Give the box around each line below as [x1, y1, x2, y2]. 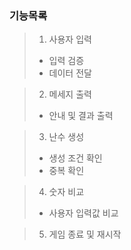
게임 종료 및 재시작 [48, 228, 122, 241]
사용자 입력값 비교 [48, 207, 119, 219]
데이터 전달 [48, 67, 92, 79]
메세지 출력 [48, 88, 92, 101]
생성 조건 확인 [48, 152, 103, 164]
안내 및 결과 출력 [48, 110, 114, 122]
